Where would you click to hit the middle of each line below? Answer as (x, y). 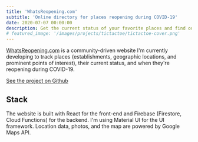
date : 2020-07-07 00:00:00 (39, 22)
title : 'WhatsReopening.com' (42, 12)
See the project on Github (37, 81)
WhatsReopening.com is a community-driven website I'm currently (87, 50)
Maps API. (19, 132)
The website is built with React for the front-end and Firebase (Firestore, (94, 114)
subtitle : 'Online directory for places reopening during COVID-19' (92, 17)
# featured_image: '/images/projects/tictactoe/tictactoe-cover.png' (93, 34)
